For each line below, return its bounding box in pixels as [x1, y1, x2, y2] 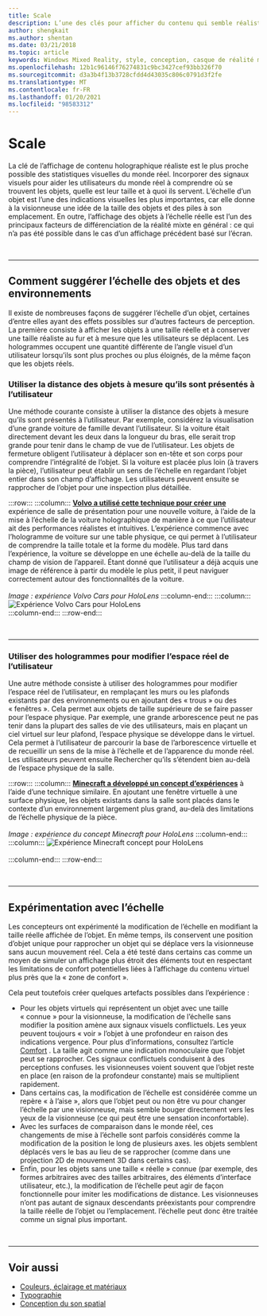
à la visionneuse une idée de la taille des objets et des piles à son [8, 204, 222, 213]
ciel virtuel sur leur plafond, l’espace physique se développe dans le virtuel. [8, 730, 255, 739]
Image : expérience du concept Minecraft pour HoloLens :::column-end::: [8, 829, 248, 839]
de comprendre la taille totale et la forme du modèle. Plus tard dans [8, 540, 229, 550]
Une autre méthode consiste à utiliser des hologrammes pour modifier [8, 679, 238, 688]
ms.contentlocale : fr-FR [8, 85, 91, 94]
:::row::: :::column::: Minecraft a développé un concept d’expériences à [8, 779, 244, 788]
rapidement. [19, 1080, 60, 1089]
